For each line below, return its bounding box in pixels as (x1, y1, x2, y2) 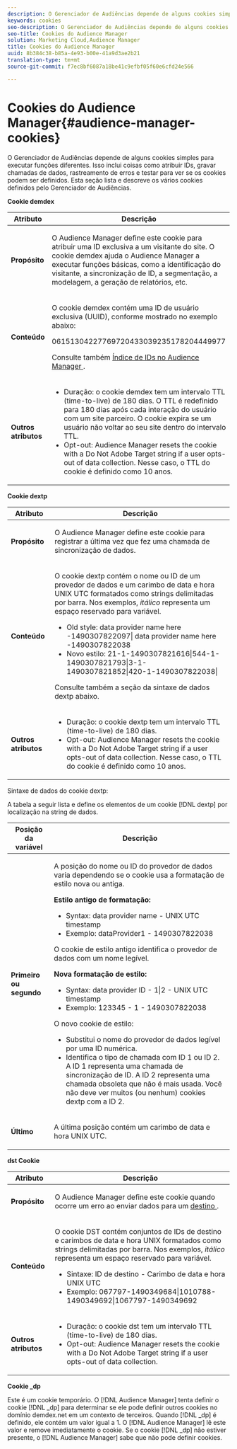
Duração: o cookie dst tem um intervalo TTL (66, 1321, 212, 1331)
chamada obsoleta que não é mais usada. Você (66, 1079, 222, 1089)
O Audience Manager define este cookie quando (54, 1192, 216, 1202)
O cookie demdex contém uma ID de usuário (51, 302, 200, 312)
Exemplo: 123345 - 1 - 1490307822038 (66, 1002, 207, 1012)
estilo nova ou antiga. (54, 878, 125, 888)
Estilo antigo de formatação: (54, 895, 152, 905)
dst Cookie (7, 1156, 40, 1164)
